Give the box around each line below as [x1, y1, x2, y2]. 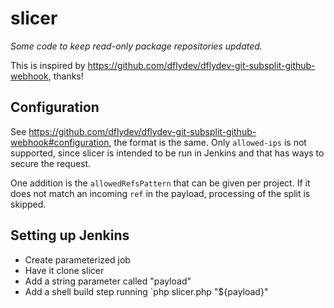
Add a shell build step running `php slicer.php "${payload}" [24, 285, 269, 297]
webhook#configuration [10, 136, 110, 148]
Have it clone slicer [24, 264, 105, 276]
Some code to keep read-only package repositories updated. [10, 40, 263, 52]
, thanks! [48, 70, 84, 82]
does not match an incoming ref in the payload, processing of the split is [10, 187, 311, 199]
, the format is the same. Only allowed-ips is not [108, 136, 307, 148]
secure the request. [10, 157, 92, 169]
